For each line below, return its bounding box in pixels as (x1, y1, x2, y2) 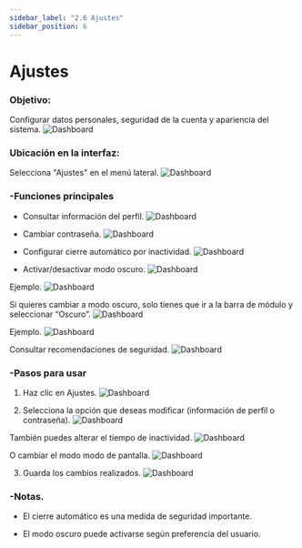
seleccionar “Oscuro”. (9, 309, 91, 320)
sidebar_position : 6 (9, 22, 88, 31)
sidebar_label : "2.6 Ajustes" (9, 13, 125, 23)
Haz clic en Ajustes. (22, 387, 97, 398)
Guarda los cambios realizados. (22, 467, 141, 478)
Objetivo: (9, 93, 52, 106)
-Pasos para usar (9, 366, 87, 379)
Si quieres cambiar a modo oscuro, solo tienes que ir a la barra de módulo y (9, 299, 294, 310)
